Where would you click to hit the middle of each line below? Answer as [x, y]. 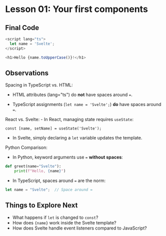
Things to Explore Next [41, 205]
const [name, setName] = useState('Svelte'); [53, 128]
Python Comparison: [26, 147]
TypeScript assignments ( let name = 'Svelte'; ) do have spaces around [87, 104]
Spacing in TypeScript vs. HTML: [39, 85]
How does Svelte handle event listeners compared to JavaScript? [79, 228]
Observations [27, 73]
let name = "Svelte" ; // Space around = [49, 190]
